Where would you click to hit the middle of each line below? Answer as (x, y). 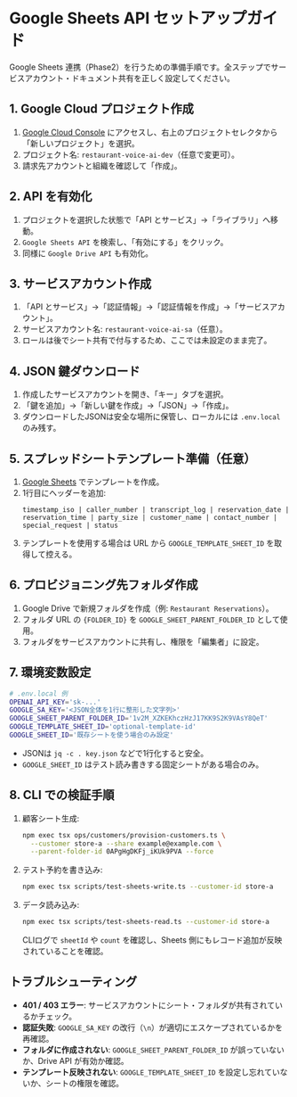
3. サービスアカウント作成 (80, 283)
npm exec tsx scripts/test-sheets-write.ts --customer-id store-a (148, 887)
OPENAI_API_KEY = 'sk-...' (55, 702)
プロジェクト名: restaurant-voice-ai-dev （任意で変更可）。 (131, 154)
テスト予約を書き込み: (62, 870)
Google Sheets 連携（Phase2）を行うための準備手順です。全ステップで (140, 67)
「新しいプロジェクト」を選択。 (80, 143)
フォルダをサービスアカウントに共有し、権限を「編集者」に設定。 (143, 641)
